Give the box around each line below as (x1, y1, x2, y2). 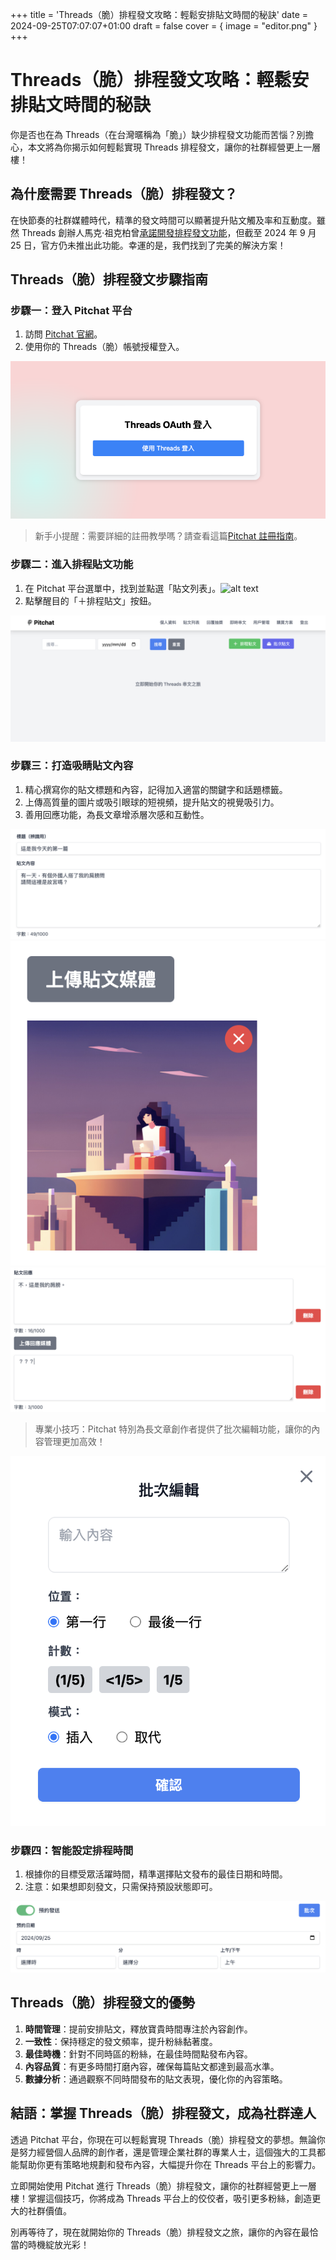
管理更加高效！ (43, 1436, 106, 1448)
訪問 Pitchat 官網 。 (24, 328, 103, 340)
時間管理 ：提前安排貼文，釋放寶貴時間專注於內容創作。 (24, 2023, 253, 2035)
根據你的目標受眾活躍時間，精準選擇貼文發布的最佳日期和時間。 (24, 1868, 288, 1880)
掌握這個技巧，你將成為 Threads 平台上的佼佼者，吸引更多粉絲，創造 (27, 2192, 313, 2204)
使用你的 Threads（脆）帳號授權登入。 (24, 341, 185, 353)
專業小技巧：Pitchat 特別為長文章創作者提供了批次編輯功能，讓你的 (34, 1423, 312, 1435)
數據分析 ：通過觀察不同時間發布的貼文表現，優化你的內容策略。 (24, 2073, 288, 2085)
